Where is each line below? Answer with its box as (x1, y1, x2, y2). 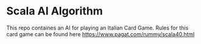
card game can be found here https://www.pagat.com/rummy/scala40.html (6, 30, 195, 37)
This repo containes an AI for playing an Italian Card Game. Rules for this (6, 24, 189, 31)
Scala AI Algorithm (6, 4, 103, 18)
